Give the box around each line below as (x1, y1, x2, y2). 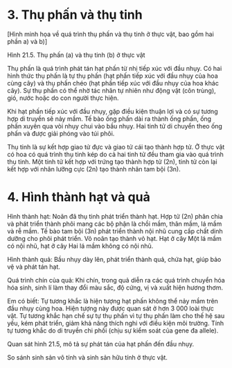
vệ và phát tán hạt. (7, 262, 60, 271)
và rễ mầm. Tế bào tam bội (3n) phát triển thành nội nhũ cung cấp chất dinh (7, 226, 223, 235)
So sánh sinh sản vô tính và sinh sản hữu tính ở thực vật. (7, 353, 168, 361)
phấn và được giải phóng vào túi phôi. (7, 129, 115, 137)
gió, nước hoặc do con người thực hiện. (7, 94, 119, 102)
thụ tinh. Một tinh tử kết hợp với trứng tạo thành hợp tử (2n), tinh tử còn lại (7, 157, 217, 166)
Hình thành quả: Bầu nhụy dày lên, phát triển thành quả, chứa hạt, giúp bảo (7, 255, 222, 263)
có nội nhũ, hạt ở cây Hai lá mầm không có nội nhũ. (7, 242, 154, 250)
